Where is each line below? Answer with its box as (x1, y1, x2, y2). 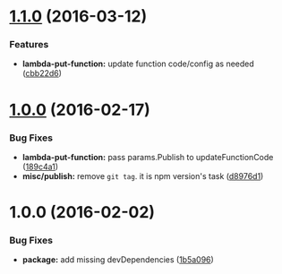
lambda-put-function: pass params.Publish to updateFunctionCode (21, 151, 274, 162)
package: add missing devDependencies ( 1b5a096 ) (21, 254, 215, 265)
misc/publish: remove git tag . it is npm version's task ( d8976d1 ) (21, 170, 264, 181)
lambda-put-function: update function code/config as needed (21, 58, 255, 69)
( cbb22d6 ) (21, 68, 63, 79)
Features (9, 39, 49, 51)
